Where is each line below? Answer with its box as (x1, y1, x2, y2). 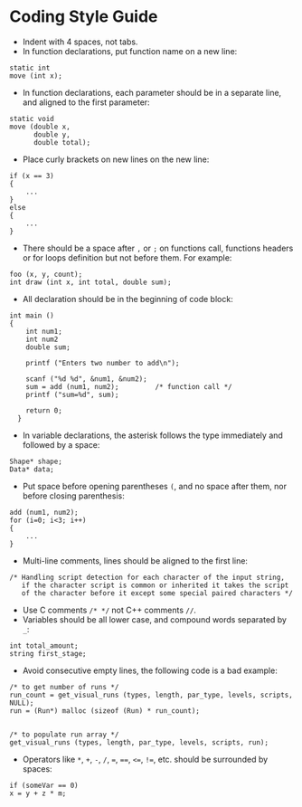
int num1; (25, 327, 63, 336)
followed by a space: (22, 439, 100, 450)
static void (9, 114, 54, 123)
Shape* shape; (9, 457, 63, 466)
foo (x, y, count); (9, 270, 83, 279)
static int (9, 63, 51, 72)
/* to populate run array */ (9, 730, 119, 739)
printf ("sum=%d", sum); (25, 390, 119, 399)
